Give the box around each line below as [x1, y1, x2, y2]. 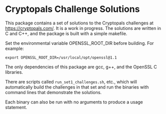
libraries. [5, 69, 23, 75]
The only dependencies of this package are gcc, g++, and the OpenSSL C [5, 64, 157, 70]
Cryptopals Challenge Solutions [5, 3, 140, 15]
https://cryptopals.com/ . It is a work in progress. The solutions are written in [5, 25, 161, 31]
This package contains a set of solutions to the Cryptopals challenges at [5, 20, 154, 26]
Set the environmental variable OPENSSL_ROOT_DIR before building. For [5, 40, 154, 46]
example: [5, 45, 24, 51]
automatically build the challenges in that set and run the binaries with [5, 84, 149, 90]
